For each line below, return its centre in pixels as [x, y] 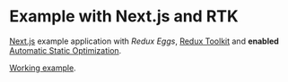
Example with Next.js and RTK [124, 16]
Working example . [43, 68]
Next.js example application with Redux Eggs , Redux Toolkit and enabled [144, 41]
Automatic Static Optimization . [65, 50]
